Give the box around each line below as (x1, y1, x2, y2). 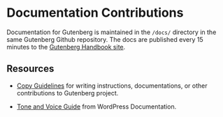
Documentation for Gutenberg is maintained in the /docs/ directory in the (6, 28, 217, 36)
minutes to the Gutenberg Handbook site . (6, 42, 126, 51)
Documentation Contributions (6, 5, 184, 21)
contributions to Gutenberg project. (16, 88, 119, 97)
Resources (6, 63, 55, 75)
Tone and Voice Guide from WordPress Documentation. (16, 102, 177, 111)
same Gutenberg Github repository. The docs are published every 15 (6, 35, 203, 43)
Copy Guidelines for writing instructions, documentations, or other (16, 81, 208, 90)
